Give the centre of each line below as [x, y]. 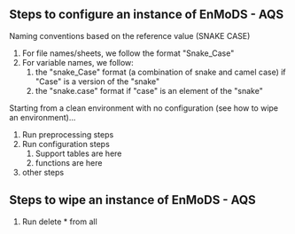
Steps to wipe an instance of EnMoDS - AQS [133, 200]
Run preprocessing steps [68, 134]
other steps [43, 172]
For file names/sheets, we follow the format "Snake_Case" [128, 53]
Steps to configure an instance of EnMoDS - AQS [147, 15]
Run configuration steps [66, 144]
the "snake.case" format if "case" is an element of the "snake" [149, 90]
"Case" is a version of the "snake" [97, 81]
